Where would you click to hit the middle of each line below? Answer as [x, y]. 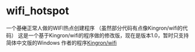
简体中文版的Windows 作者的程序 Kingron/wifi [61, 43]
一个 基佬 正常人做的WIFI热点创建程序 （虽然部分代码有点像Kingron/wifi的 [95, 28]
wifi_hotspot [38, 11]
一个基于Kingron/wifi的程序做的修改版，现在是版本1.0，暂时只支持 [108, 35]
